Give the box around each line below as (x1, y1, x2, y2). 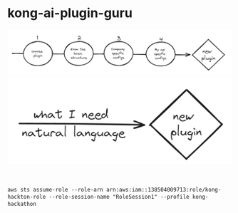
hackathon (7, 200, 37, 207)
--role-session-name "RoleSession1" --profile (48, 193, 190, 200)
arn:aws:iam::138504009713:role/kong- (105, 186, 222, 193)
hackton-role (7, 193, 46, 200)
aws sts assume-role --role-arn (7, 186, 103, 193)
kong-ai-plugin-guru (7, 5, 133, 21)
